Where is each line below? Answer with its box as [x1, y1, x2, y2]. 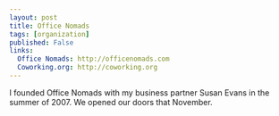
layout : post [9, 12, 58, 22]
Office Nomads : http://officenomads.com [17, 54, 170, 63]
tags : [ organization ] [9, 29, 90, 38]
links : [9, 46, 34, 55]
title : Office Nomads [9, 21, 90, 30]
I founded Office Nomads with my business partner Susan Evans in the [9, 87, 270, 98]
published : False [9, 37, 74, 47]
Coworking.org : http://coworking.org [17, 63, 158, 72]
